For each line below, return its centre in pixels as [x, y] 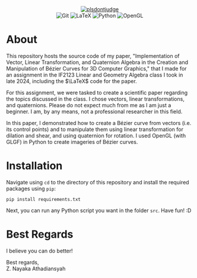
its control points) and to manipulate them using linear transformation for [95, 129]
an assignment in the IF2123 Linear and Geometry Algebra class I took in [95, 75]
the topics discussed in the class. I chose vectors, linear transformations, [96, 99]
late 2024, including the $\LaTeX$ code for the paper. [72, 81]
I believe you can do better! [39, 251]
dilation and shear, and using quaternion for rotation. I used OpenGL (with [96, 135]
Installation [34, 166]
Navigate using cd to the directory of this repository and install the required [98, 182]
